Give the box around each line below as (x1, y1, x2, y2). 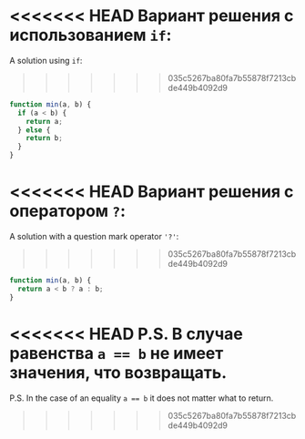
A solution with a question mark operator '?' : (9, 231, 179, 241)
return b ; (25, 134, 64, 143)
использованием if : (9, 25, 172, 46)
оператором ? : (9, 201, 126, 221)
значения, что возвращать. (9, 362, 228, 383)
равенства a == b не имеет (9, 342, 224, 363)
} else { (17, 125, 51, 135)
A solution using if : (9, 55, 83, 66)
